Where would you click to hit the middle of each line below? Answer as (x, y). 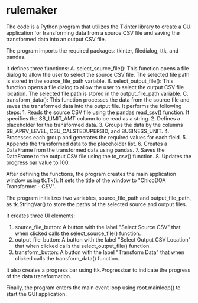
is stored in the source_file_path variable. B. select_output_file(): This (90, 81)
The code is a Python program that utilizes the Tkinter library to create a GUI (99, 27)
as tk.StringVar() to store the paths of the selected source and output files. (97, 204)
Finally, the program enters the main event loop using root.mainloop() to (94, 288)
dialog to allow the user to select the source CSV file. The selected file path (98, 74)
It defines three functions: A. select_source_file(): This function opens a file (98, 68)
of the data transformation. (39, 276)
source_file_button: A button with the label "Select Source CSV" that (98, 227)
